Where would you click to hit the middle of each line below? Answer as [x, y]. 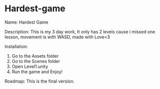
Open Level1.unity [30, 66]
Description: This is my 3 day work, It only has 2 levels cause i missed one [80, 31]
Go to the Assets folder [35, 56]
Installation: [16, 46]
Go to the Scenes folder [36, 61]
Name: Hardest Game [27, 22]
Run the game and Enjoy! [37, 71]
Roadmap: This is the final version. [40, 81]
